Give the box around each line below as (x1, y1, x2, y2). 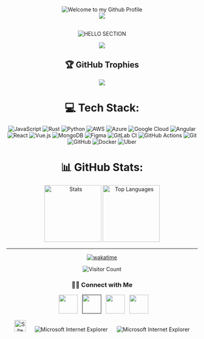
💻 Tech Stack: (64, 101, 140, 115)
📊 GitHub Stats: (60, 160, 144, 174)
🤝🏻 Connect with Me (71, 280, 133, 289)
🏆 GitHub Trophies (64, 60, 140, 70)
